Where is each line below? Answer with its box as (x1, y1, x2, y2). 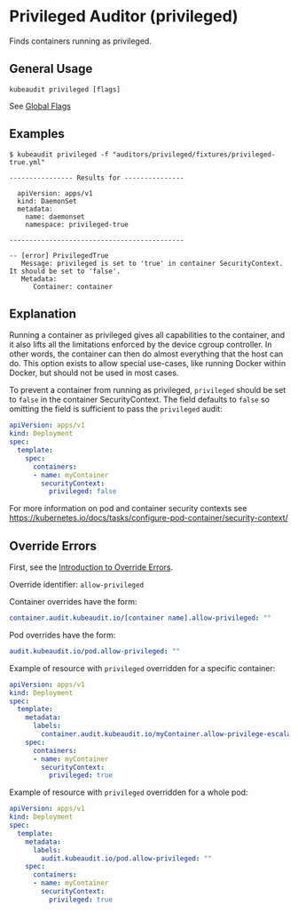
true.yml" (9, 157, 46, 166)
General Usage (9, 61, 93, 76)
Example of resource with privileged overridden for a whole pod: (9, 787, 248, 797)
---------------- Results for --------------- (9, 173, 184, 182)
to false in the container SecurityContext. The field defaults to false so (9, 394, 271, 405)
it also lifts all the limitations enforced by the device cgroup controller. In (9, 340, 272, 350)
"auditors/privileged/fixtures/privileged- (112, 149, 276, 159)
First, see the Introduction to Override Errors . (9, 562, 174, 573)
